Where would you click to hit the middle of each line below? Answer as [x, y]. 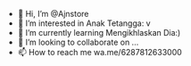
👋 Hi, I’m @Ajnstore [53, 14]
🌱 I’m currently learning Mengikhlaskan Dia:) [99, 33]
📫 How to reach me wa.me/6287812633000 [100, 52]
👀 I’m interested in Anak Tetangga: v [84, 23]
